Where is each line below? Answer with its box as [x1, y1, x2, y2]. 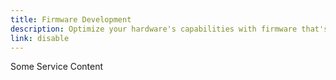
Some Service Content [10, 61, 104, 73]
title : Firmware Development [10, 14, 132, 25]
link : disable [10, 33, 70, 43]
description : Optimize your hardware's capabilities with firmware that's [10, 24, 329, 34]
